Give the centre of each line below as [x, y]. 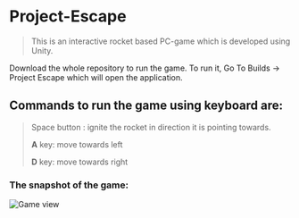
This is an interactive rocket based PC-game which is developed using [161, 41]
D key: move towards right [79, 162]
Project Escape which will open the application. [96, 77]
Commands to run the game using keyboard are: [146, 106]
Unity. [42, 50]
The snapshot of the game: [69, 185]
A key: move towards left [77, 144]
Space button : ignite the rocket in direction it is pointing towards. [151, 127]
